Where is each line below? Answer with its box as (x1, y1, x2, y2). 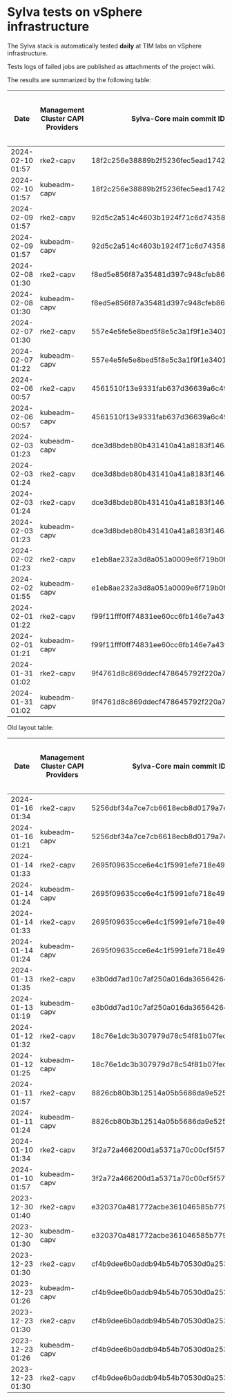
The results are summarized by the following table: (7, 75, 152, 84)
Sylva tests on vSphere (7, 4, 143, 20)
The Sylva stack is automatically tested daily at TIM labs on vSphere (7, 41, 202, 50)
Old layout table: (7, 723, 54, 731)
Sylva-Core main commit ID (130, 113, 226, 123)
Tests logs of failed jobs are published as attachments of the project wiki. (7, 62, 215, 70)
